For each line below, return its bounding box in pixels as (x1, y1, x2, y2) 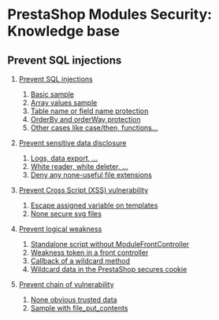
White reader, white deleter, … (30, 162, 128, 171)
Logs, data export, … (30, 153, 98, 163)
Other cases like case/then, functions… (30, 123, 158, 132)
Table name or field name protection (30, 106, 149, 116)
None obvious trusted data (30, 295, 117, 304)
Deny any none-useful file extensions (30, 171, 153, 179)
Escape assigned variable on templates (30, 200, 158, 210)
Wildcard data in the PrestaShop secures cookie (30, 265, 187, 274)
